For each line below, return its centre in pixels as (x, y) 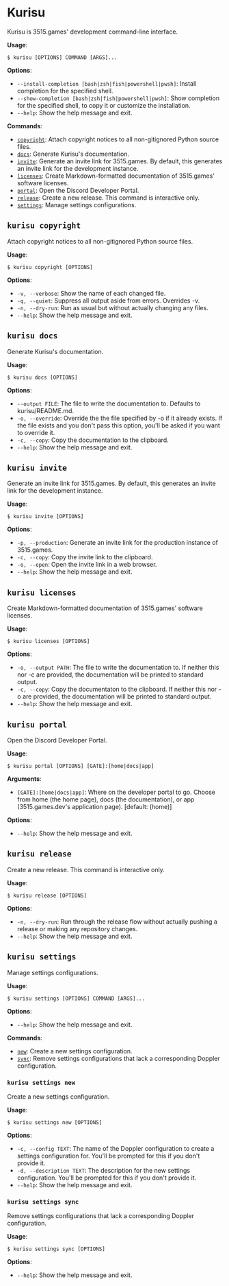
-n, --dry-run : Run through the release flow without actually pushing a (117, 922)
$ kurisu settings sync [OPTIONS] (56, 1249)
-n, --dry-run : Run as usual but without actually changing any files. (112, 307)
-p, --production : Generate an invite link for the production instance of (118, 543)
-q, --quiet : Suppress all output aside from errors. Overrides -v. (108, 301)
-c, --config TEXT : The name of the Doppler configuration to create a (116, 1148)
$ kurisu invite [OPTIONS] (45, 517)
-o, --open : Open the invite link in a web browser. (87, 565)
